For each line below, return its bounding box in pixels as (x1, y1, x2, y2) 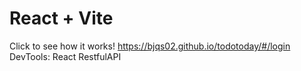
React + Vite (9, 7, 114, 30)
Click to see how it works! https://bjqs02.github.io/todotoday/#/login (9, 40, 291, 52)
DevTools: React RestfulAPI (9, 50, 122, 62)
